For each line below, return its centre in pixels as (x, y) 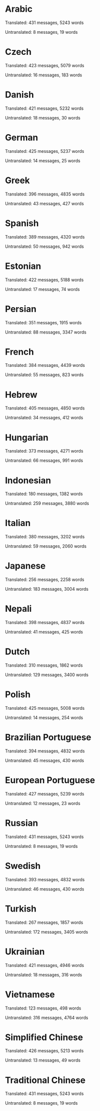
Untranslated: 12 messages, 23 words (43, 803)
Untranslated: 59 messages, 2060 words (46, 546)
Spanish (22, 223)
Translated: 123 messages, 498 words (43, 1008)
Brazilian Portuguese (48, 737)
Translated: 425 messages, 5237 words (45, 151)
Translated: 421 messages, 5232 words (44, 108)
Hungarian (27, 437)
